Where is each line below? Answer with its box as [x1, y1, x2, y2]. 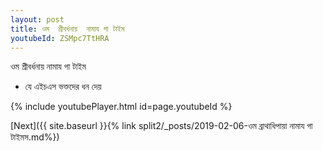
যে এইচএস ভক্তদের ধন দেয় [24, 81, 102, 93]
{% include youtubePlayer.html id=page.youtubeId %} [10, 101, 233, 113]
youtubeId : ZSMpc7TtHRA [10, 33, 110, 43]
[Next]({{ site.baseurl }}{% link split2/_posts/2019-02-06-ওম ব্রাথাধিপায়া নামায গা [10, 120, 313, 132]
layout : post [10, 14, 65, 25]
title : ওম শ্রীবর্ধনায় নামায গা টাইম [10, 24, 125, 34]
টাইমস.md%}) [10, 131, 60, 143]
